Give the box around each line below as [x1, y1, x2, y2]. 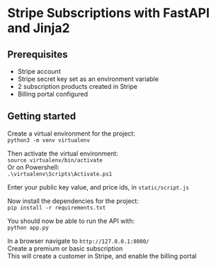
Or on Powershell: [7, 163, 59, 171]
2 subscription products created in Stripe [17, 82, 138, 90]
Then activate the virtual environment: [7, 149, 118, 158]
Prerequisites [7, 48, 68, 60]
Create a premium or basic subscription [7, 244, 123, 253]
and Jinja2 [7, 20, 70, 36]
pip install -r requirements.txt [7, 204, 106, 211]
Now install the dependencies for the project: [7, 197, 140, 205]
